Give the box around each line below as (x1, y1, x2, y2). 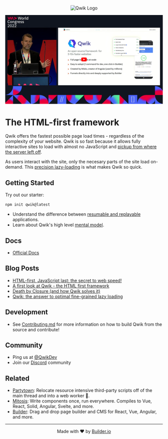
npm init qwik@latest (5, 202, 50, 207)
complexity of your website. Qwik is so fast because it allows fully (5, 138, 141, 145)
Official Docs (12, 249, 39, 255)
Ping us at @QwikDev (12, 354, 57, 360)
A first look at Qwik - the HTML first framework (12, 283, 109, 289)
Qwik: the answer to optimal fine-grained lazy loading (12, 293, 123, 299)
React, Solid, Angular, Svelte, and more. (12, 403, 94, 409)
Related (5, 374, 30, 382)
